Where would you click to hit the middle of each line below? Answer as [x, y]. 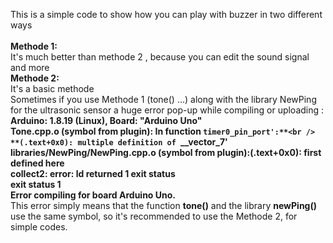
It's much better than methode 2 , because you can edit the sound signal [160, 57]
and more [30, 67]
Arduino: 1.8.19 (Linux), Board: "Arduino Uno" [106, 120]
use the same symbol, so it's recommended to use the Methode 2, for [154, 216]
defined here [37, 163]
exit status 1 [36, 184]
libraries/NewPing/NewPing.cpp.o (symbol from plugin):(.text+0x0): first [166, 152]
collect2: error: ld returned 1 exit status [93, 173]
